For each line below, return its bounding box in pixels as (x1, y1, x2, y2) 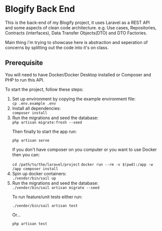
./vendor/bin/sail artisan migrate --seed (12, 185, 100, 190)
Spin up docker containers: (12, 170, 67, 176)
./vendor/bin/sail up (12, 176, 56, 181)
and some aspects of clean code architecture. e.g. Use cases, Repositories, (5, 24, 157, 30)
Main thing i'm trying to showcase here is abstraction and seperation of (5, 39, 148, 45)
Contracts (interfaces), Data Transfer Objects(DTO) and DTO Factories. (5, 30, 147, 36)
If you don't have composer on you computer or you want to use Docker (12, 147, 157, 152)
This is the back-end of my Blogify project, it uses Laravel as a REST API (5, 20, 150, 25)
